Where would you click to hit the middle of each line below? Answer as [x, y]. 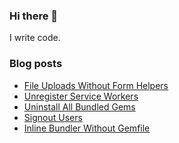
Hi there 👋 [34, 16]
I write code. [35, 38]
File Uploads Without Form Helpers [96, 85]
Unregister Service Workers [81, 96]
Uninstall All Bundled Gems [79, 106]
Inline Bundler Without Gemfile [87, 128]
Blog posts [36, 64]
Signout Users [53, 117]
